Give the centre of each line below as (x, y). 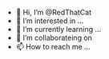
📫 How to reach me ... (53, 47)
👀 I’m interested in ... (50, 21)
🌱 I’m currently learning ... (59, 29)
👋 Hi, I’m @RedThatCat (54, 12)
